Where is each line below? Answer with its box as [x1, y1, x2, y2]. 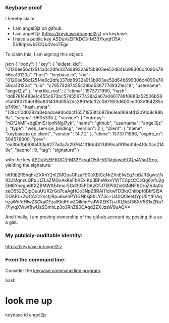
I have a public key [12, 36, 52, 42]
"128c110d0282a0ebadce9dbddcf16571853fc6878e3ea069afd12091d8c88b [5, 109, 163, 115]
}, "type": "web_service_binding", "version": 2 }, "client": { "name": [5, 125, 144, 131]
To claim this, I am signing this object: [5, 51, 84, 57]
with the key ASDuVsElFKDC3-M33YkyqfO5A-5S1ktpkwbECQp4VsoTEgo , [5, 157, 159, 163]
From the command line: [5, 256, 66, 263]
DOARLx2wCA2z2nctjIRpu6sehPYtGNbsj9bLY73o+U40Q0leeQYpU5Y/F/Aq [5, 194, 162, 200]
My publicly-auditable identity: [5, 232, 83, 239]
